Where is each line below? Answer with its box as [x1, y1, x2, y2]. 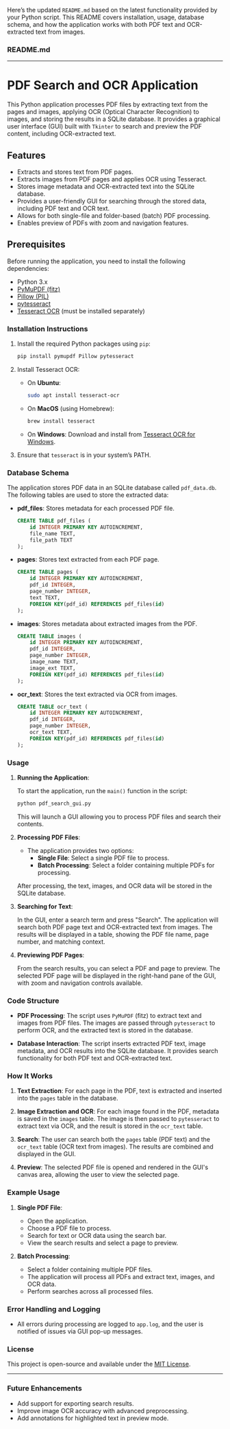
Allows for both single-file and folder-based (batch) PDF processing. [16, 212, 211, 220]
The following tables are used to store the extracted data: [7, 491, 169, 499]
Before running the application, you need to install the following [7, 257, 186, 265]
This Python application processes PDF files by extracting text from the [7, 100, 208, 109]
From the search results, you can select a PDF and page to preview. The [16, 964, 220, 972]
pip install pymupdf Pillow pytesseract [16, 353, 134, 360]
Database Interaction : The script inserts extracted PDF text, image [16, 1039, 207, 1048]
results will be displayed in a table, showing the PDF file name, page [16, 930, 209, 938]
